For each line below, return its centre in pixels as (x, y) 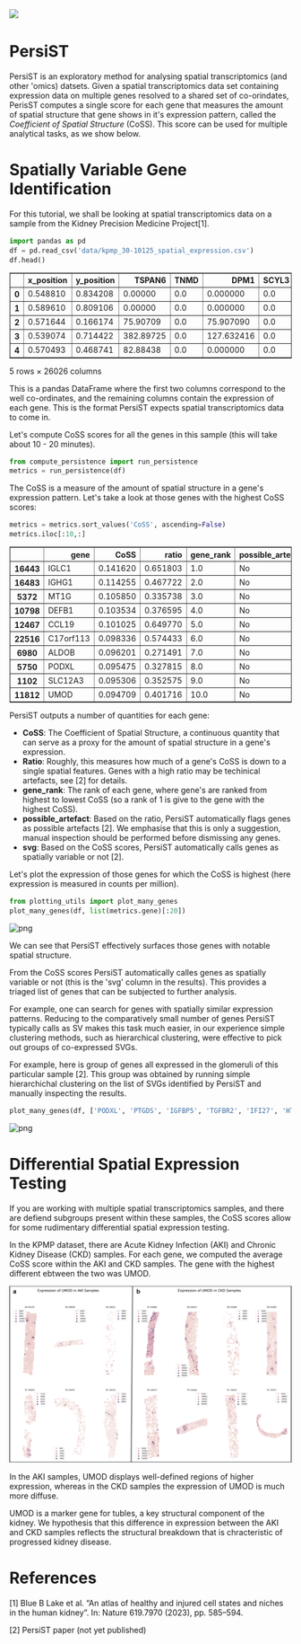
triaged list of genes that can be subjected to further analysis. (123, 991)
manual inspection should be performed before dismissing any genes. (151, 838)
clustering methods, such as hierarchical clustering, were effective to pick (146, 1038)
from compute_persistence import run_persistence (104, 462)
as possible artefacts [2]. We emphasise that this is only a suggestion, (151, 828)
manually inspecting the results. (68, 1093)
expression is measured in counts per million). (94, 884)
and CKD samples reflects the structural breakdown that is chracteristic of (146, 1533)
